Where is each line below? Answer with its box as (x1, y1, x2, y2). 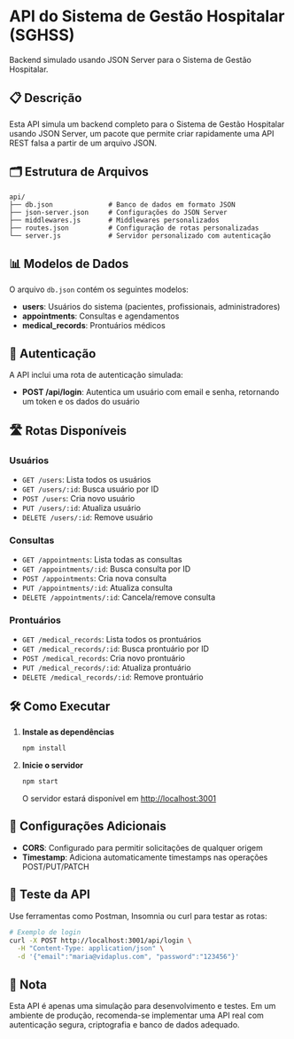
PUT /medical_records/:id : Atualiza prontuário (21, 663, 192, 673)
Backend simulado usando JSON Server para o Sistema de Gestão (9, 54, 252, 65)
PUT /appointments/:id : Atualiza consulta (21, 583, 173, 594)
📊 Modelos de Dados (9, 256, 129, 272)
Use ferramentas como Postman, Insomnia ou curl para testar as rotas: (9, 910, 267, 921)
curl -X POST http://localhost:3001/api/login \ (9, 936, 192, 945)
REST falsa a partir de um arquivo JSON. (9, 138, 158, 148)
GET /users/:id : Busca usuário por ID (21, 484, 159, 494)
